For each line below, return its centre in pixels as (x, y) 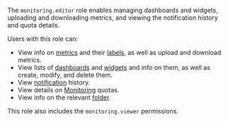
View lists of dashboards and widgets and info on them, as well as (114, 67)
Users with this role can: (43, 39)
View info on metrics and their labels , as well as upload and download (119, 53)
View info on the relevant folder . (64, 97)
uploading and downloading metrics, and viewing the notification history (113, 18)
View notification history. (54, 83)
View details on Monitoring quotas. (68, 90)
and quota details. (34, 25)
